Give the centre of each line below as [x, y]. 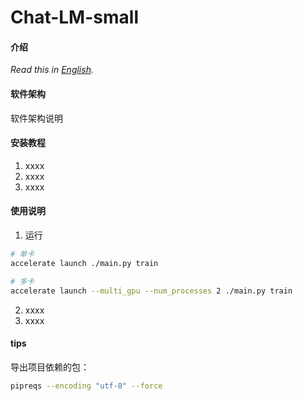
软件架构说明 [36, 118]
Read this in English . [52, 70]
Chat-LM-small [74, 17]
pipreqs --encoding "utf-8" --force [86, 386]
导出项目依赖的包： [50, 367]
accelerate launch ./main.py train [84, 263]
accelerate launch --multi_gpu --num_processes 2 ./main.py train [151, 291]
